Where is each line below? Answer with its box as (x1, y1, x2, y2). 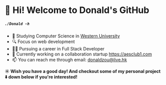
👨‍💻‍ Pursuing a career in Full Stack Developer (12, 46, 105, 52)
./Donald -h (5, 21, 30, 26)
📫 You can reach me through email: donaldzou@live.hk (12, 57, 127, 63)
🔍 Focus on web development (12, 38, 75, 44)
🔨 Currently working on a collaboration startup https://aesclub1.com (12, 51, 152, 57)
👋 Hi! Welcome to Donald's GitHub (5, 4, 149, 16)
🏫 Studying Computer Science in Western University (12, 33, 120, 39)
